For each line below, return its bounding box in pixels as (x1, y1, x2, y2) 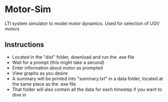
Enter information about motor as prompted (12, 64, 103, 71)
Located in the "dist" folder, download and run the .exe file (12, 54, 135, 60)
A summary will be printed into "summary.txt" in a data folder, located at (12, 75, 163, 82)
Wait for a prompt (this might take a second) (12, 59, 105, 65)
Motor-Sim (5, 4, 51, 15)
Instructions (5, 41, 44, 49)
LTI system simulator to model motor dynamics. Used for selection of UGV (5, 20, 160, 26)
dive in (12, 91, 26, 97)
